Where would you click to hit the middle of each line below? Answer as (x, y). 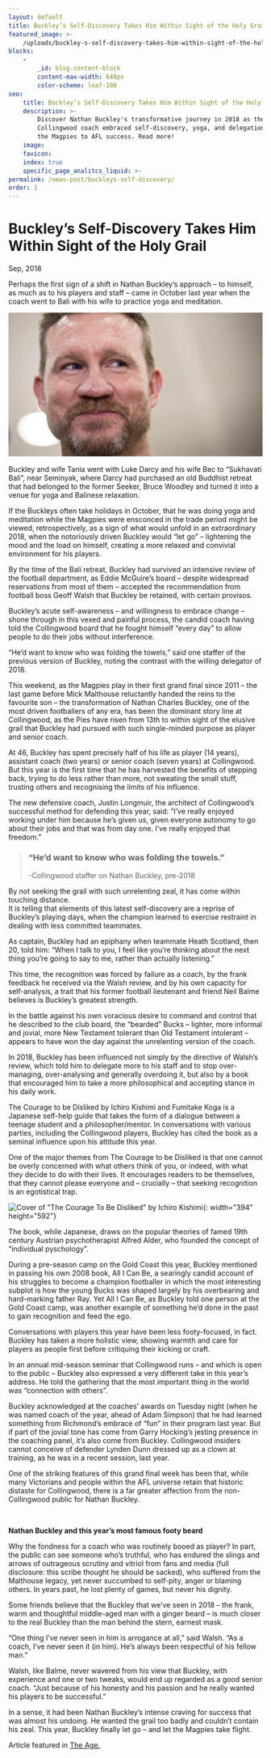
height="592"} (33, 1216)
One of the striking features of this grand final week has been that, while (128, 1473)
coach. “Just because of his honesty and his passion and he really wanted (131, 1688)
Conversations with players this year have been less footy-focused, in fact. (133, 1331)
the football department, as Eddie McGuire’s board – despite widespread (129, 578)
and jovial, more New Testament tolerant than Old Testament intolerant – (128, 1033)
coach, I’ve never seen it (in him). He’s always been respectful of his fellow (132, 1646)
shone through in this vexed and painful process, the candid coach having (131, 619)
